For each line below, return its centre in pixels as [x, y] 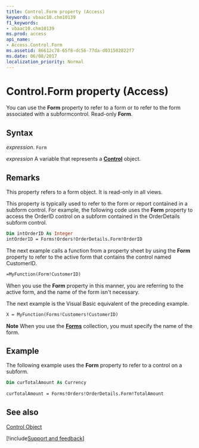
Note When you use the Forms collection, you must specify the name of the [99, 326]
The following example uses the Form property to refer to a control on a [94, 366]
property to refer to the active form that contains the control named [89, 257]
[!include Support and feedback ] [45, 438]
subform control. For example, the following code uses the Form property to [99, 210]
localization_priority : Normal [45, 62]
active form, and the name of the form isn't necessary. [73, 292]
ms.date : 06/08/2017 [32, 56]
